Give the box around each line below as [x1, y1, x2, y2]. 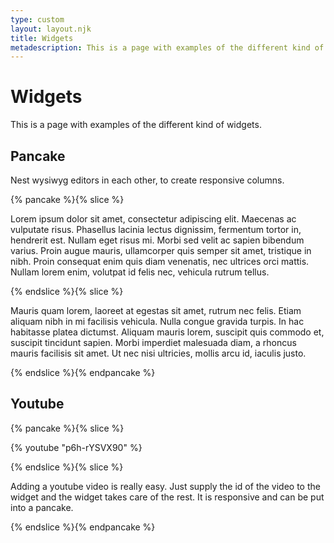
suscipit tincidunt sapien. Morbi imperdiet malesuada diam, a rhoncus [10, 337, 297, 348]
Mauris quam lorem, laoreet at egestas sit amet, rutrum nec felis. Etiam [10, 305, 302, 316]
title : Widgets [10, 33, 74, 43]
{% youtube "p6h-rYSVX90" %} [10, 441, 143, 453]
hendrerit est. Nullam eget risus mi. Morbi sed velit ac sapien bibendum [10, 234, 305, 246]
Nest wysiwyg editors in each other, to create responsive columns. [10, 174, 285, 186]
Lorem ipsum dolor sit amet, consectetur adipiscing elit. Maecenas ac [10, 213, 297, 225]
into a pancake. [10, 501, 74, 513]
